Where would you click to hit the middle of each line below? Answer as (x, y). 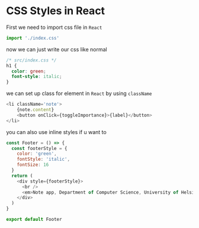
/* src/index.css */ (32, 60)
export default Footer (34, 220)
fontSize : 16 (33, 165)
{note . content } (36, 110)
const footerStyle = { (39, 148)
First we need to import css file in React (54, 27)
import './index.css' (33, 38)
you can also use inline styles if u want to (56, 132)
